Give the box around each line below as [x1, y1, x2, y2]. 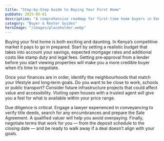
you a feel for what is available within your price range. [5, 95, 116, 101]
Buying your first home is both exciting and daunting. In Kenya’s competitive [5, 39, 158, 45]
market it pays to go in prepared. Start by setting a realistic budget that [5, 44, 148, 50]
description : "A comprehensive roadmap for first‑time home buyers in [5, 16, 152, 21]
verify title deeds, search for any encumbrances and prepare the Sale [5, 110, 145, 116]
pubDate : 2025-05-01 [5, 12, 47, 17]
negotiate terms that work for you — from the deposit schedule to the [5, 120, 145, 126]
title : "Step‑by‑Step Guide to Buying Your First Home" [5, 7, 121, 12]
